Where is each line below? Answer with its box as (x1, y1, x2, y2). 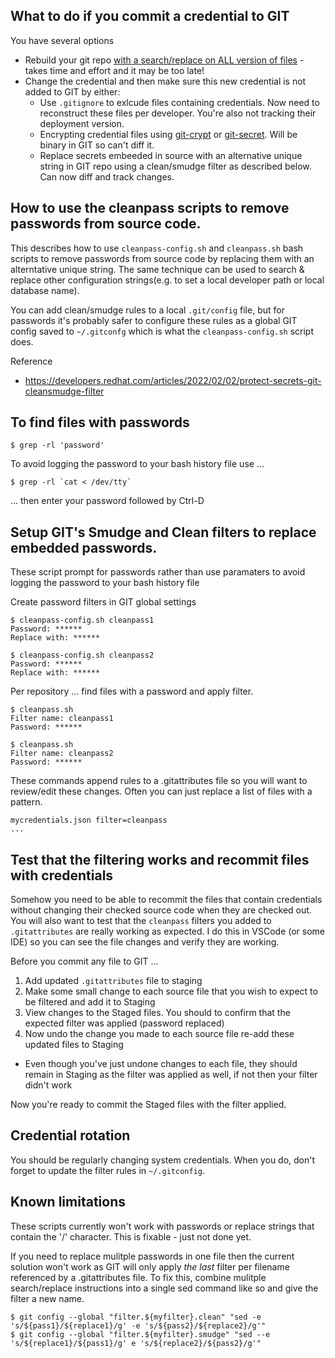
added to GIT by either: (24, 85, 121, 98)
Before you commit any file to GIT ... (10, 955, 159, 968)
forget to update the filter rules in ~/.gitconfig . (10, 1164, 205, 1176)
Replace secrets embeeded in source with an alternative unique (39, 149, 303, 161)
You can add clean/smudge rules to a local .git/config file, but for (10, 304, 285, 316)
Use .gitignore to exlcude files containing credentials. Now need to (39, 96, 320, 108)
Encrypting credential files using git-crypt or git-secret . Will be (39, 128, 298, 140)
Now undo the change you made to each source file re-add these (24, 1028, 295, 1040)
